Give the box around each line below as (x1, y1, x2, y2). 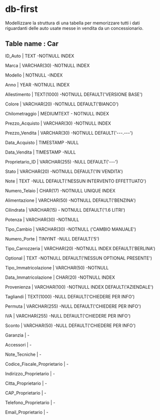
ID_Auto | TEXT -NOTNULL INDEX (5, 53, 75, 59)
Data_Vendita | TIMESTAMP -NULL (5, 149, 76, 155)
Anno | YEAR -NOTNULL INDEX (5, 82, 70, 87)
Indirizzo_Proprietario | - (5, 370, 55, 376)
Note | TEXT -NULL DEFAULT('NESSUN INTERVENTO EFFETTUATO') (5, 178, 147, 184)
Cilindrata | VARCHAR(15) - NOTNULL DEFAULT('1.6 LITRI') (5, 207, 126, 213)
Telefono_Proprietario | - (5, 399, 56, 406)
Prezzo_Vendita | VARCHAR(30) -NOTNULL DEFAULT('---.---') (5, 130, 133, 136)
